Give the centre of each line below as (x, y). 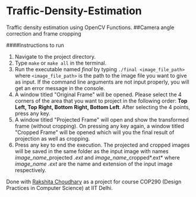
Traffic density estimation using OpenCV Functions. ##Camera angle (90, 27)
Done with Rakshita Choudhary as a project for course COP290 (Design (94, 182)
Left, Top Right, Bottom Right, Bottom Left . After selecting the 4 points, (102, 107)
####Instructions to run (35, 45)
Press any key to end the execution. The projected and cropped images (102, 145)
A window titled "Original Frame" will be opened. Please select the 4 (98, 94)
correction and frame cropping (44, 33)
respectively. (30, 170)
